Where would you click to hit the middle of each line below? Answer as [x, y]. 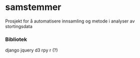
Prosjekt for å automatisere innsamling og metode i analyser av [70, 21]
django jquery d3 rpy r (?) [32, 50]
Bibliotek [16, 39]
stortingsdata [19, 26]
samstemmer [33, 7]
